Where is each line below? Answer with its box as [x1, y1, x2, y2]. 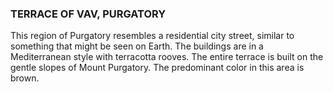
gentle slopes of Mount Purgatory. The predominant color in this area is [10, 62, 305, 74]
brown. [10, 72, 40, 84]
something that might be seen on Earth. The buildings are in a [10, 40, 264, 52]
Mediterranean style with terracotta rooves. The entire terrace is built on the [10, 51, 324, 63]
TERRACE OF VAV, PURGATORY [10, 7, 167, 21]
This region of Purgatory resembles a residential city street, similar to [10, 30, 295, 42]
